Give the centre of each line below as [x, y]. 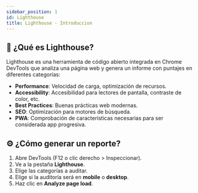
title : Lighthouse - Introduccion [49, 23]
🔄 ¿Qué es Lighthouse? [50, 47]
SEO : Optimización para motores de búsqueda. [73, 112]
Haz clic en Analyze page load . [54, 183]
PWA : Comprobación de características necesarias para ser [89, 118]
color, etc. [27, 99]
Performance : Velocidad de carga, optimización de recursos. [91, 86]
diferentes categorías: [33, 75]
